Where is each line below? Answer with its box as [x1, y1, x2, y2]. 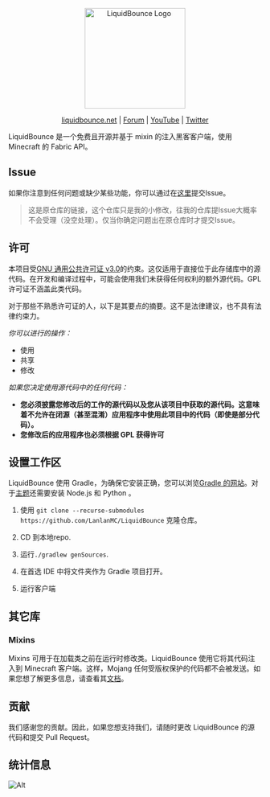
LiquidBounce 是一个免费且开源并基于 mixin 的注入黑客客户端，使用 [8, 132, 233, 141]
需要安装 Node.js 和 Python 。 [35, 488, 136, 498]
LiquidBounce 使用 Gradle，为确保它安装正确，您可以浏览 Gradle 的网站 [8, 479, 245, 488]
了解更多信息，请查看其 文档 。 [29, 674, 129, 684]
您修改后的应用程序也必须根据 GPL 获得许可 [19, 429, 165, 439]
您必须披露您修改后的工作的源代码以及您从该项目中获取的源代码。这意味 [19, 399, 260, 409]
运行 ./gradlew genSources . [19, 549, 109, 559]
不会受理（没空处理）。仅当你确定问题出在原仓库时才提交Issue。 [27, 215, 239, 224]
